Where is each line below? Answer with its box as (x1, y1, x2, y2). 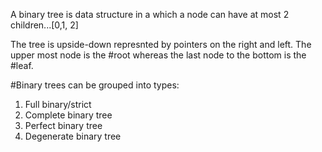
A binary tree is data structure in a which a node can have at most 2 (10, 9, 290, 20)
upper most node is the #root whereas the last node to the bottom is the (10, 49, 307, 61)
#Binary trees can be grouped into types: (10, 79, 180, 91)
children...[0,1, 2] (10, 19, 79, 31)
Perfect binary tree (24, 120, 103, 131)
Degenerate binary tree (24, 130, 122, 142)
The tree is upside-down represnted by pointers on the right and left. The (10, 39, 312, 50)
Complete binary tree (24, 109, 113, 121)
